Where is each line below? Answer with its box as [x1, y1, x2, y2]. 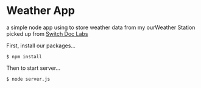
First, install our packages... [6, 42, 76, 49]
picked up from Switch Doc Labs [6, 30, 88, 37]
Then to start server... [6, 64, 61, 72]
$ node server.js [6, 76, 51, 82]
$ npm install [6, 53, 43, 59]
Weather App [6, 4, 75, 18]
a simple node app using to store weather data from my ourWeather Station [6, 24, 196, 31]
